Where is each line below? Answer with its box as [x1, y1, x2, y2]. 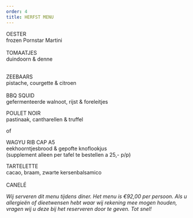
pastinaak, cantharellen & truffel [6, 115, 84, 123]
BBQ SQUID [6, 92, 35, 99]
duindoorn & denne [6, 55, 53, 62]
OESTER [6, 30, 26, 37]
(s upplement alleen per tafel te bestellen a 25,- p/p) [6, 151, 131, 158]
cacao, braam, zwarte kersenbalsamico [6, 169, 102, 176]
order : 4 [6, 8, 28, 15]
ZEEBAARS [6, 73, 34, 80]
